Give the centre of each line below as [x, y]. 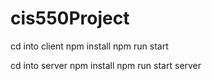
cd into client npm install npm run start [89, 46]
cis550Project [70, 18]
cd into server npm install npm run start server [106, 65]
